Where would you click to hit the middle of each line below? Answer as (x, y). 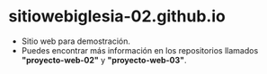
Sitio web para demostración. (76, 41)
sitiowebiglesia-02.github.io (117, 16)
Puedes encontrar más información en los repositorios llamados (140, 50)
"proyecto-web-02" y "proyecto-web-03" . (104, 60)
